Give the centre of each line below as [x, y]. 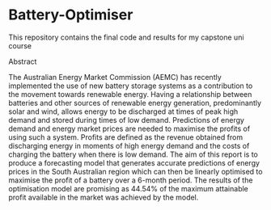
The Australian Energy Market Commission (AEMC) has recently [115, 77]
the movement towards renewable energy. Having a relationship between [130, 94]
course [20, 45]
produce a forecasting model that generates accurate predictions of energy [134, 162]
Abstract [23, 61]
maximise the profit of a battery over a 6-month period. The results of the [131, 180]
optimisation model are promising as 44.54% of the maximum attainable [129, 188]
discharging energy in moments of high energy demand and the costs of [129, 145]
